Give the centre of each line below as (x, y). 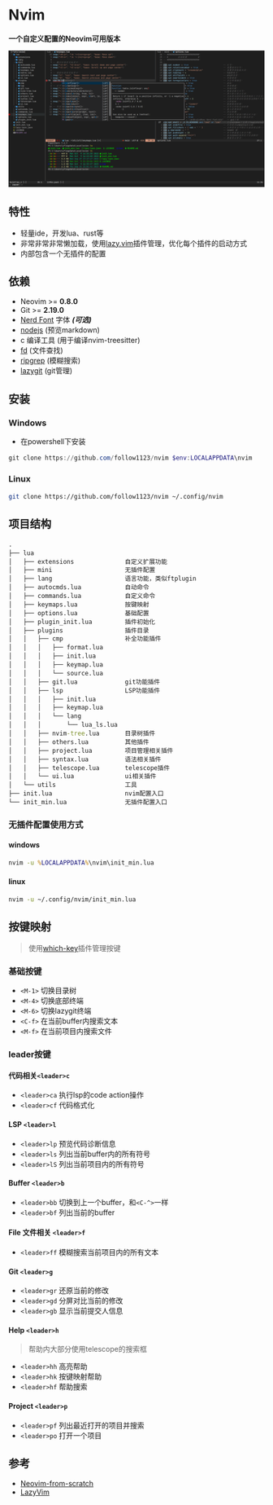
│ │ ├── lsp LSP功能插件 (84, 690)
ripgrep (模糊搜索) (50, 361)
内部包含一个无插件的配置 (63, 253)
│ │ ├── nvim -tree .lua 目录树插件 (82, 734)
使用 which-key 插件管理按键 (74, 948)
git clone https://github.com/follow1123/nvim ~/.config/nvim (116, 497)
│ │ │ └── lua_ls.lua (63, 725)
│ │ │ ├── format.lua (56, 648)
